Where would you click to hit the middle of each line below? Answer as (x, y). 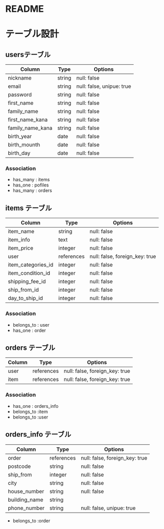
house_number (26, 491)
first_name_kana (28, 120)
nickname (20, 78)
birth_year (20, 137)
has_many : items (31, 180)
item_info (19, 240)
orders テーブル (30, 347)
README (25, 9)
